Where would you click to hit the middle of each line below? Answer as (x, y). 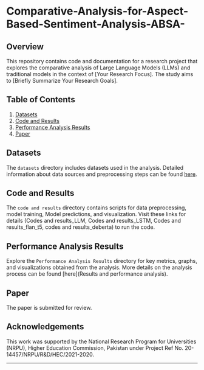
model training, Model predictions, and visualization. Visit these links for (96, 214)
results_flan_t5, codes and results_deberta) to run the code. (81, 227)
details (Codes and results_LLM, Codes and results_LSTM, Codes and (93, 221)
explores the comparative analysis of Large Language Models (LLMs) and (98, 68)
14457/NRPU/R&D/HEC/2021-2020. (50, 354)
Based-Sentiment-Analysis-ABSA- (96, 24)
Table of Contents (41, 99)
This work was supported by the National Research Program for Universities (101, 341)
